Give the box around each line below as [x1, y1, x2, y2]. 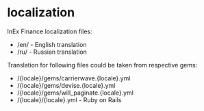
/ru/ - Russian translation [16, 48, 88, 56]
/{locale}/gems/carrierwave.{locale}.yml [16, 74, 131, 82]
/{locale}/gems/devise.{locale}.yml [16, 81, 116, 89]
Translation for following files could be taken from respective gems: [7, 61, 198, 69]
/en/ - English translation [16, 40, 87, 48]
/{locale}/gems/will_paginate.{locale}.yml [16, 89, 133, 97]
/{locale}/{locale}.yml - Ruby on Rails [16, 95, 122, 104]
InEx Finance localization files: [7, 27, 92, 35]
